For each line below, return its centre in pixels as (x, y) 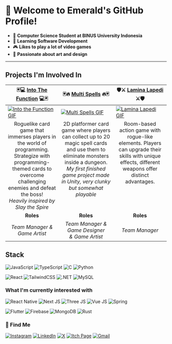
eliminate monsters (86, 156)
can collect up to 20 (86, 136)
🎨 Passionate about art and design (50, 54)
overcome (32, 175)
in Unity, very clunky (86, 181)
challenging (32, 181)
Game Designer (86, 230)
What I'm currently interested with (49, 290)
